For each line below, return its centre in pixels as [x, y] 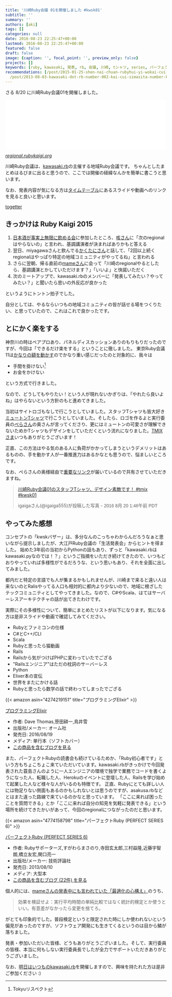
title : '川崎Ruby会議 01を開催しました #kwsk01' [54, 10]
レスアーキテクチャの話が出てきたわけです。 [56, 599]
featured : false [23, 48]
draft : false [19, 53]
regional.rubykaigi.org [29, 155]
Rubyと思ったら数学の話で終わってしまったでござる [67, 688]
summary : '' [18, 20]
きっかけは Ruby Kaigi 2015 [49, 224]
